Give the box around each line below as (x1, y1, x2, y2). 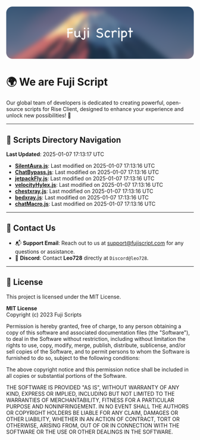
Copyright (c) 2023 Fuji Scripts (6, 311, 82, 318)
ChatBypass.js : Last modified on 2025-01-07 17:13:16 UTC (14, 168, 160, 176)
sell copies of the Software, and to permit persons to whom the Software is (6, 347, 190, 355)
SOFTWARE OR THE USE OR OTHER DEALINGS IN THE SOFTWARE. (6, 428, 173, 435)
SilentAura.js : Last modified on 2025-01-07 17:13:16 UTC (14, 162, 155, 170)
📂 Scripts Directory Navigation (6, 135, 121, 145)
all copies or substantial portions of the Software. (6, 372, 127, 379)
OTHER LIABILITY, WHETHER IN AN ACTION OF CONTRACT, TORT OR (6, 416, 180, 423)
